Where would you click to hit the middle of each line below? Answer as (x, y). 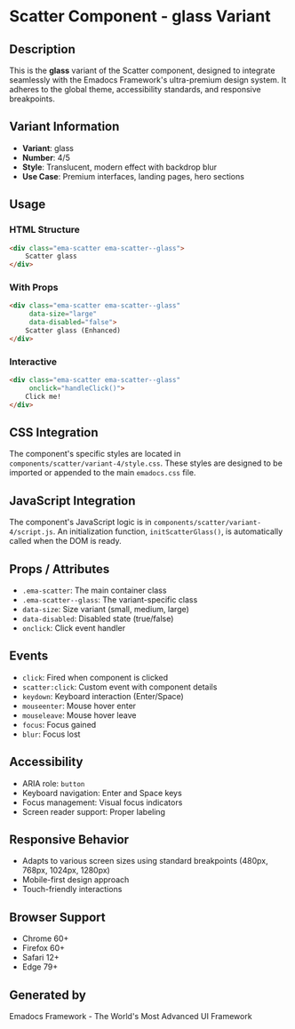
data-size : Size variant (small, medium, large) (105, 610)
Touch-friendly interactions (72, 889)
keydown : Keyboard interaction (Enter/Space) (103, 696)
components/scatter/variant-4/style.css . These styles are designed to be (146, 463)
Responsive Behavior (69, 840)
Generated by (48, 995)
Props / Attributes (60, 569)
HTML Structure (44, 230)
